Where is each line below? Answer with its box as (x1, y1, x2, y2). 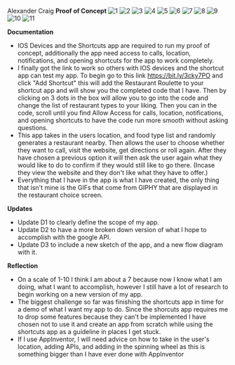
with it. (17, 248, 37, 256)
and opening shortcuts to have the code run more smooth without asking (17, 116, 229, 124)
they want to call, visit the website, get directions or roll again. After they (17, 146, 227, 154)
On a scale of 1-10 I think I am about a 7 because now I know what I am (17, 275, 222, 283)
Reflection (7, 262, 39, 270)
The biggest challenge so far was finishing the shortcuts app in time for (17, 297, 224, 306)
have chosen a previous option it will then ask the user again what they (17, 153, 223, 162)
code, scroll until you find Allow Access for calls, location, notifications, (17, 109, 224, 117)
